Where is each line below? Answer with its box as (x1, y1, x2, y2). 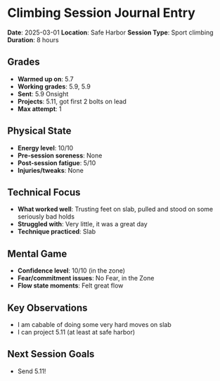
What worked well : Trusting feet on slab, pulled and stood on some (17, 205, 213, 214)
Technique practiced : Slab (17, 227, 96, 236)
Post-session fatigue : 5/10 (17, 158, 96, 167)
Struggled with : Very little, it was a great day (17, 220, 148, 228)
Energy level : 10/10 (17, 143, 74, 152)
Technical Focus (7, 186, 81, 198)
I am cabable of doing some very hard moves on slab (17, 321, 172, 328)
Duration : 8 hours (7, 35, 59, 44)
